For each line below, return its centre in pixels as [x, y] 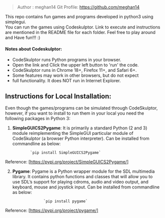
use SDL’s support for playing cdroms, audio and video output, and [80, 182]
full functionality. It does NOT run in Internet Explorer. [66, 81]
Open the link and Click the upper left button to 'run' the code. [76, 65]
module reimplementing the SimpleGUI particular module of [73, 133]
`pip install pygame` [66, 201]
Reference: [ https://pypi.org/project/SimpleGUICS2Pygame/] [67, 162]
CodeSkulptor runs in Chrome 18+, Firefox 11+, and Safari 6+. [74, 70]
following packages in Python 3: [38, 119]
